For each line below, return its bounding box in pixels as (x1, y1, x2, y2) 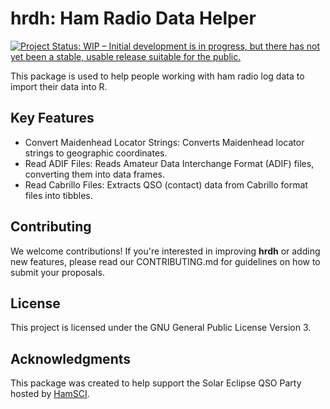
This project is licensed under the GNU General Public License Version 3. (10, 322, 312, 334)
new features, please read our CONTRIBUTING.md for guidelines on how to (10, 255, 321, 267)
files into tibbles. (24, 189, 93, 201)
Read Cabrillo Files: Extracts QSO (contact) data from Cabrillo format (24, 178, 308, 191)
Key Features (10, 110, 95, 127)
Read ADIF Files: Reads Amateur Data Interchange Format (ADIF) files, (24, 157, 315, 169)
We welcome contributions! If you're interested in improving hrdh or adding (10, 245, 321, 257)
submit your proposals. (10, 266, 105, 278)
